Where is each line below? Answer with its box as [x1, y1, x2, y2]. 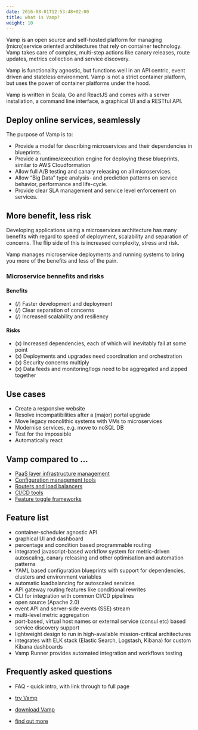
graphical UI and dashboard [14, 535, 83, 542]
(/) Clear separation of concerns [14, 306, 94, 314]
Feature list [6, 513, 49, 523]
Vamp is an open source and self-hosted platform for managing [6, 36, 162, 44]
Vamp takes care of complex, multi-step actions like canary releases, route [6, 49, 190, 56]
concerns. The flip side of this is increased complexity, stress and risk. [6, 239, 180, 246]
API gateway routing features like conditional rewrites [14, 586, 146, 593]
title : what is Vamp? [6, 14, 60, 20]
